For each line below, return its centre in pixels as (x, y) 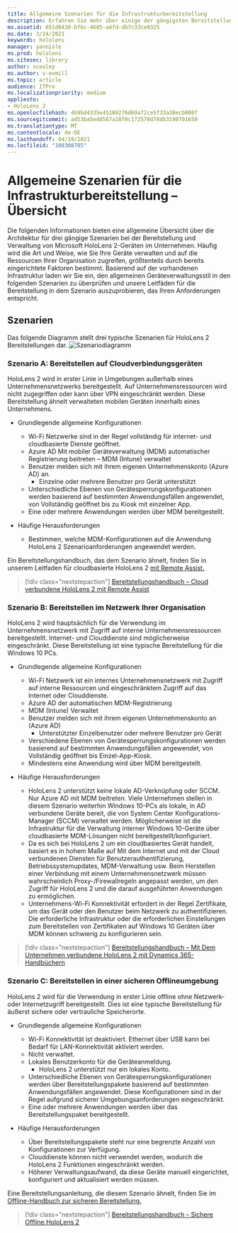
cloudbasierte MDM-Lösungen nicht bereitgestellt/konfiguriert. (120, 836)
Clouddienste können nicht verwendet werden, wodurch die (115, 1156)
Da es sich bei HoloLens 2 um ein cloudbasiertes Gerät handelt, (121, 843)
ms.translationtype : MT (42, 126)
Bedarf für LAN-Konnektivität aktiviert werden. (96, 1047)
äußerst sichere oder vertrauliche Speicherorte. (77, 1011)
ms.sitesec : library (38, 60)
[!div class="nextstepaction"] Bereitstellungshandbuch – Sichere (119, 1214)
